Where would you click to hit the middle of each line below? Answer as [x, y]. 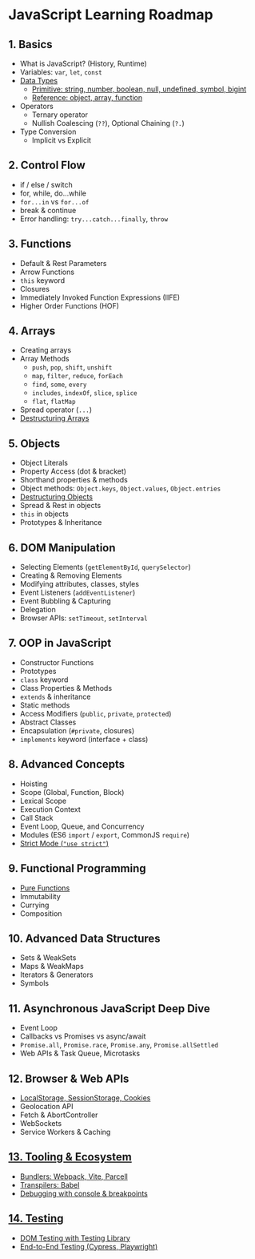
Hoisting [34, 784]
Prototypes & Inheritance [61, 523]
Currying [34, 905]
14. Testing [36, 1219]
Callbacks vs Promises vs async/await [83, 1036]
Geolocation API [46, 1106]
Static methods [45, 705]
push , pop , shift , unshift [72, 367]
